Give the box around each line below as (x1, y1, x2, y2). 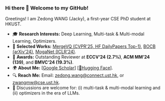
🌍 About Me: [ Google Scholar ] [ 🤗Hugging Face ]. (12, 65, 113, 71)
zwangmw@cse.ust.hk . (12, 80, 60, 86)
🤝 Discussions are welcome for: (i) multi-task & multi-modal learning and (12, 85, 161, 91)
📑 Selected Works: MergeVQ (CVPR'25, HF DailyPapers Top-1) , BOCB (12, 43, 156, 49)
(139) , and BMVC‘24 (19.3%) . (12, 59, 74, 65)
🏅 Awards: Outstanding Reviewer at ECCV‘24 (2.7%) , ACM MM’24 (12, 54, 150, 60)
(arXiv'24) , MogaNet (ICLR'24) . (12, 49, 76, 55)
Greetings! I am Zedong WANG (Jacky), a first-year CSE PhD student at (5, 16, 151, 22)
